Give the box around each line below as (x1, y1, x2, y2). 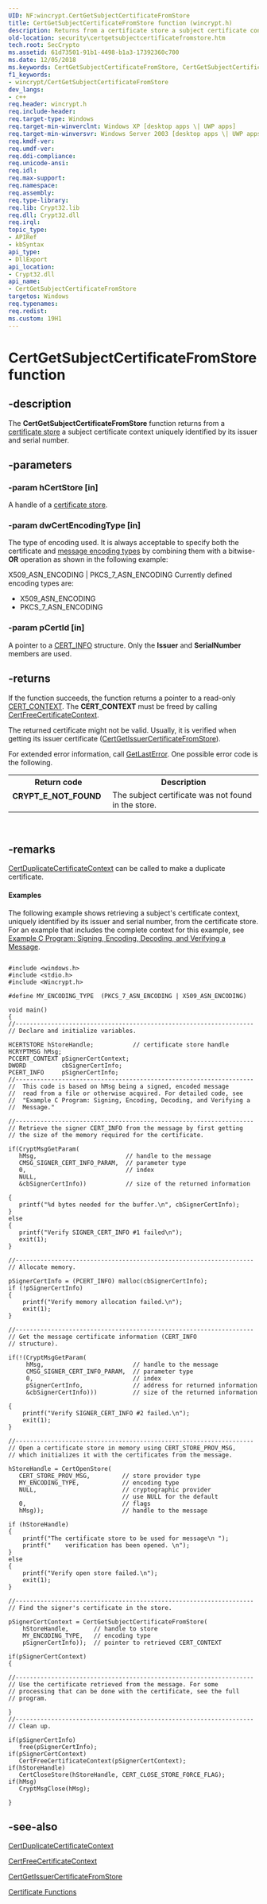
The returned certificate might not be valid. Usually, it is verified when (8, 725, 237, 735)
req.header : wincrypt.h (8, 100, 87, 108)
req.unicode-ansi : (8, 160, 69, 168)
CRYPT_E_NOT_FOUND (12, 790, 102, 801)
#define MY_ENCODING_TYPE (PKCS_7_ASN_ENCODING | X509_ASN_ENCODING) (8, 992, 247, 1000)
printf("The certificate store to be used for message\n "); (22, 1534, 229, 1542)
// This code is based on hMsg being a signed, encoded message (8, 1082, 229, 1090)
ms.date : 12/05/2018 (8, 56, 77, 64)
